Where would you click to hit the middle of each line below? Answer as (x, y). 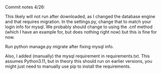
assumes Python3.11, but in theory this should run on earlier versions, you (79, 61)
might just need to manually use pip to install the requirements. (68, 66)
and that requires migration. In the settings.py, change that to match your (78, 22)
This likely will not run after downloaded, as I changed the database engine (80, 16)
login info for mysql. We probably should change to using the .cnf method (79, 27)
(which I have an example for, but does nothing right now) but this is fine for (81, 32)
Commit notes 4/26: (25, 7)
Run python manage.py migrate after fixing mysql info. (60, 46)
